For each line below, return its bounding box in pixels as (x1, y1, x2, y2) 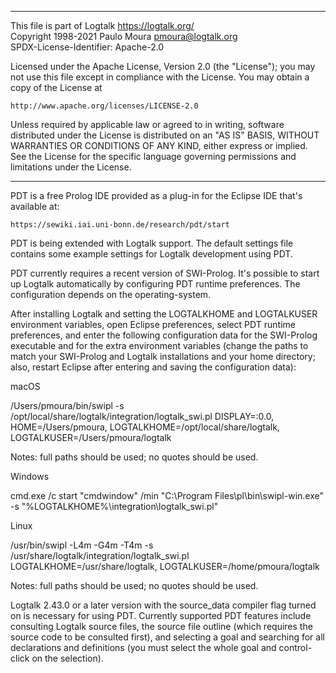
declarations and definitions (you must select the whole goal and (10, 642, 277, 653)
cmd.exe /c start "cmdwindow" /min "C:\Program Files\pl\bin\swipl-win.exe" (10, 490, 324, 501)
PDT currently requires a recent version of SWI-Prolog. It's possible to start (10, 267, 320, 279)
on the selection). (31, 652, 104, 664)
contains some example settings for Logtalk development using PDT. (10, 248, 293, 260)
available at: (10, 201, 60, 212)
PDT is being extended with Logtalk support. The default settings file (10, 237, 294, 249)
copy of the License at (10, 82, 103, 93)
